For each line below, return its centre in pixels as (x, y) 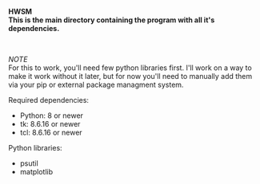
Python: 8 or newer (52, 115)
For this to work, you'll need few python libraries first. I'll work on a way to (130, 68)
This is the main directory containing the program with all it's (112, 20)
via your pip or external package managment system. (96, 84)
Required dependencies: (49, 100)
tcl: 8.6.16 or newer (51, 132)
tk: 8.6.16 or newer (50, 124)
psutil (29, 163)
